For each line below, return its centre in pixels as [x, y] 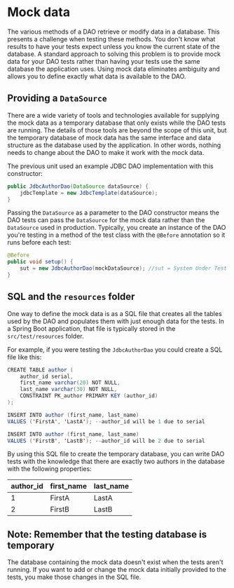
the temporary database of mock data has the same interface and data [109, 137]
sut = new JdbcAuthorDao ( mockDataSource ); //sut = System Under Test [124, 268]
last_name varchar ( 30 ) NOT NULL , [69, 390]
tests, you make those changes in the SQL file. [74, 577]
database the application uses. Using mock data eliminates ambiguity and [114, 69]
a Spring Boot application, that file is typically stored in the [91, 328]
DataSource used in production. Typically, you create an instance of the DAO [117, 228]
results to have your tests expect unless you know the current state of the [113, 46]
